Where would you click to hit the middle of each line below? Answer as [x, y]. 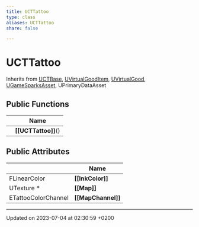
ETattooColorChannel [39, 197]
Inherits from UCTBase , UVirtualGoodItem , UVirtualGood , [76, 79]
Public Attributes [38, 152]
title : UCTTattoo [28, 12]
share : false [22, 28]
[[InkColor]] [91, 178]
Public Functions [38, 104]
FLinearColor [27, 178]
